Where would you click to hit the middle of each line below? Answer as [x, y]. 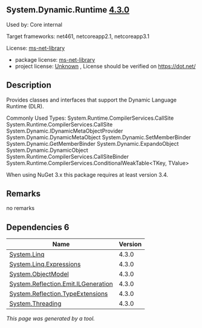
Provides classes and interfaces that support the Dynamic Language [92, 100]
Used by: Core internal [34, 24]
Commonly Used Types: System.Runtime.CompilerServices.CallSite [90, 118]
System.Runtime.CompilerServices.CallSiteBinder [67, 156]
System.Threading [35, 304]
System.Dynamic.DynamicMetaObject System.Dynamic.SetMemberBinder [99, 137]
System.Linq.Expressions [45, 264]
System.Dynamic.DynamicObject [47, 150]
